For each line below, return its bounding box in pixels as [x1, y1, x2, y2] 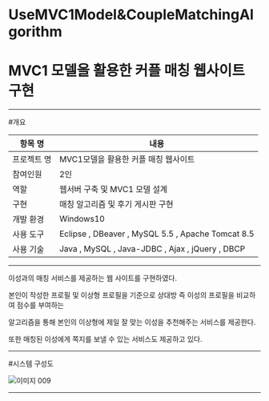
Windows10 [58, 214, 106, 225]
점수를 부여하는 [16, 300, 64, 310]
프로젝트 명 [12, 154, 52, 165]
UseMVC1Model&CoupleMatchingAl [8, 6, 255, 24]
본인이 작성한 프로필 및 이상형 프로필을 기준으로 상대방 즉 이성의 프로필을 [8, 291, 235, 300]
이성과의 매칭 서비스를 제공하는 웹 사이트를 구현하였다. [8, 274, 178, 283]
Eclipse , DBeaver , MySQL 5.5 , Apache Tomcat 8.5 [58, 228, 255, 239]
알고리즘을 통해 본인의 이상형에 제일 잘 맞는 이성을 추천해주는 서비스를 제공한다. [8, 318, 256, 327]
